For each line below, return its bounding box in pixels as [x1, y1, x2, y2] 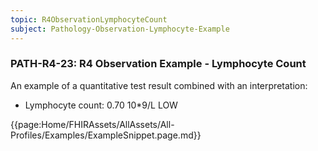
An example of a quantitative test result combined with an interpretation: [10, 79, 308, 91]
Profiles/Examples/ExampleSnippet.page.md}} [10, 129, 202, 141]
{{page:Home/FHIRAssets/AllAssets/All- [10, 118, 175, 130]
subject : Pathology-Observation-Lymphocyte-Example [10, 24, 230, 34]
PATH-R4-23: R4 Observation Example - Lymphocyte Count [10, 57, 307, 71]
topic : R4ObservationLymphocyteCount [10, 14, 168, 25]
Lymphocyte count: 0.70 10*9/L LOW [24, 99, 178, 111]
